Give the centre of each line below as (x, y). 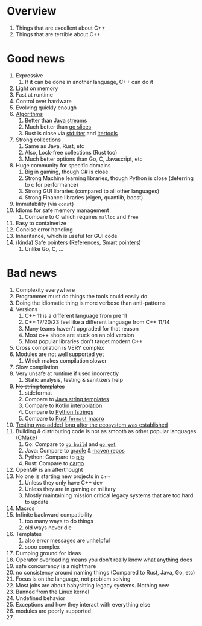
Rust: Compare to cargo (54, 463)
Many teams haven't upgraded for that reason (82, 328)
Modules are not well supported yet (60, 354)
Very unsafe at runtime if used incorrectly (67, 373)
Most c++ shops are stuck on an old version (79, 335)
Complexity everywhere (45, 290)
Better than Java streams (56, 120)
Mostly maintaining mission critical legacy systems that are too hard (109, 495)
